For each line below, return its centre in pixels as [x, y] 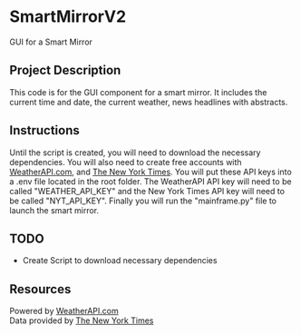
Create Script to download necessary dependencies [120, 261]
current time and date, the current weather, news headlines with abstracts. [149, 102]
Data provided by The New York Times [82, 320]
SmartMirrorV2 [68, 17]
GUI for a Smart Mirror [51, 42]
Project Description [65, 70]
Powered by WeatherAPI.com [64, 311]
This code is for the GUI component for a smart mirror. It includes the [138, 92]
